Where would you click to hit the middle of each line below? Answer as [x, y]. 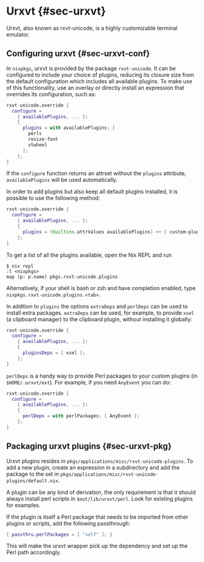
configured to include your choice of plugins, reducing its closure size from [100, 75]
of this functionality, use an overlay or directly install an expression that [95, 88]
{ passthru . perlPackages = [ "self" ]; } [59, 534]
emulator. [18, 34]
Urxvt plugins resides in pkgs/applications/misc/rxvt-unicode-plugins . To [100, 461]
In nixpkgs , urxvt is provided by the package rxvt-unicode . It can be [91, 68]
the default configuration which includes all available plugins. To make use [99, 81]
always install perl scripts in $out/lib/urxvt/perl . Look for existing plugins [100, 498]
